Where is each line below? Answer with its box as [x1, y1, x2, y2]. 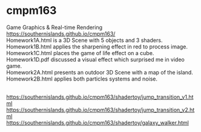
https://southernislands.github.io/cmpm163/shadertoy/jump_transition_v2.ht [6, 106, 195, 113]
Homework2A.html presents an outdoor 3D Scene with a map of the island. [6, 68, 194, 76]
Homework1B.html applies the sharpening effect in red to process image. [6, 43, 188, 50]
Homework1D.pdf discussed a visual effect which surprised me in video [6, 56, 185, 63]
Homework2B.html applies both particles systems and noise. [6, 75, 157, 82]
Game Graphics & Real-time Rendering [6, 24, 103, 31]
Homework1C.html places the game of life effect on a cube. [6, 49, 154, 56]
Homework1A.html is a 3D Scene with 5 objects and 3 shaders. [6, 36, 163, 44]
